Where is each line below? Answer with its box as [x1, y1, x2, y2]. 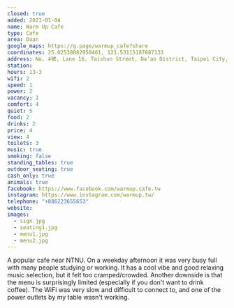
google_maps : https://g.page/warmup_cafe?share [7, 43, 149, 49]
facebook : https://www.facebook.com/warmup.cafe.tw [7, 185, 161, 192]
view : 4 [7, 133, 30, 140]
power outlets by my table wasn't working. [7, 293, 130, 302]
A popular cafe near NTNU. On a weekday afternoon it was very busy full [7, 256, 217, 265]
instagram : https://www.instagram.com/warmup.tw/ [7, 192, 155, 199]
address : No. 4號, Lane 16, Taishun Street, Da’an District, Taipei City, [7, 56, 228, 63]
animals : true [7, 178, 49, 185]
